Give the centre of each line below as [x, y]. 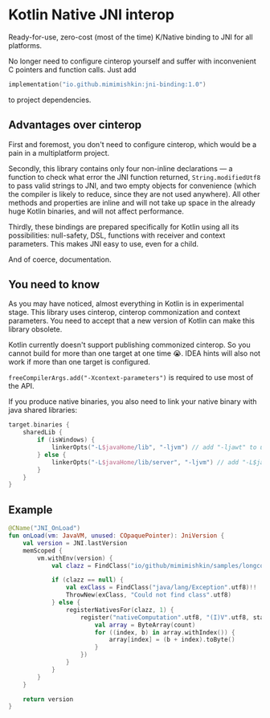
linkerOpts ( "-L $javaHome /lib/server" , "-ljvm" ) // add [145, 462]
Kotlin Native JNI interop [92, 15]
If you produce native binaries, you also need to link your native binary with [133, 402]
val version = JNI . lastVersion [75, 543]
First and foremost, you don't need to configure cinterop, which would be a [133, 144]
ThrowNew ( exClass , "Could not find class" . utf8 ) [148, 595]
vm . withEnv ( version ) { [75, 558]
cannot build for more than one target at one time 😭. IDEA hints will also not [135, 353]
